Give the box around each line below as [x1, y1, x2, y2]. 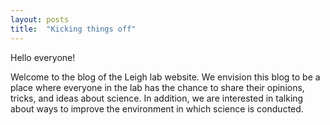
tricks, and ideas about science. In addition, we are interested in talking [10, 92, 304, 104]
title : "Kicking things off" [10, 24, 137, 34]
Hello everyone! [10, 51, 76, 63]
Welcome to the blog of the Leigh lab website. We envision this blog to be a [10, 71, 321, 83]
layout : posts [10, 14, 70, 25]
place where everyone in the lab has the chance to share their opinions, [10, 81, 305, 93]
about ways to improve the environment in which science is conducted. [10, 102, 304, 115]
